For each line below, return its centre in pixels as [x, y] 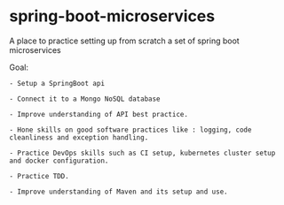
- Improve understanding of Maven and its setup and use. [118, 192]
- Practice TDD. [39, 176]
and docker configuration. [59, 161]
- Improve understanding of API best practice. [99, 114]
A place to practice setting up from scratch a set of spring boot [124, 41]
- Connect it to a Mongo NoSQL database [85, 99]
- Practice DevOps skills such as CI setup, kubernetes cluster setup [142, 153]
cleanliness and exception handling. [79, 137]
